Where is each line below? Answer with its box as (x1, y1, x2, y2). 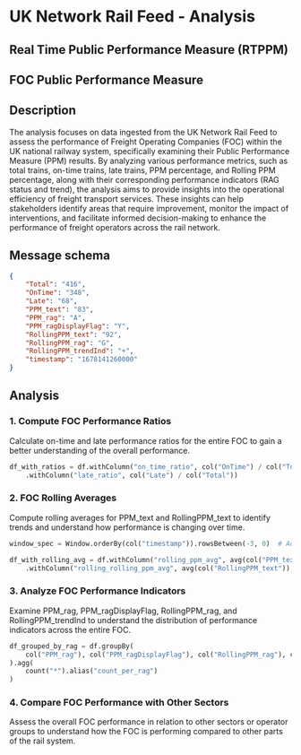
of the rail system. (9, 735, 76, 746)
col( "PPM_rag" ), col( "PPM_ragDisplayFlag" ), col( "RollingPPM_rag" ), (25, 650, 287, 659)
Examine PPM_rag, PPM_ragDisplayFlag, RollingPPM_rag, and (9, 605, 237, 616)
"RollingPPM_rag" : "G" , (25, 338, 115, 347)
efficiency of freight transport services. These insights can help (9, 193, 245, 204)
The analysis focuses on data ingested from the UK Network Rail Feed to (9, 126, 278, 137)
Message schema (9, 248, 110, 264)
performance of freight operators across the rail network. (9, 221, 221, 232)
